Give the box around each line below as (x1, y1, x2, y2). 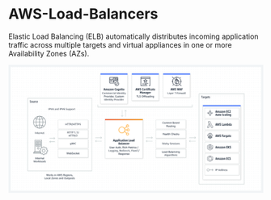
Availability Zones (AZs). (8, 48, 90, 58)
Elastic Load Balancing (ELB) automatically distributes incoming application (8, 31, 259, 41)
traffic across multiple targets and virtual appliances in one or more (8, 40, 232, 49)
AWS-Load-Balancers (8, 5, 159, 23)
